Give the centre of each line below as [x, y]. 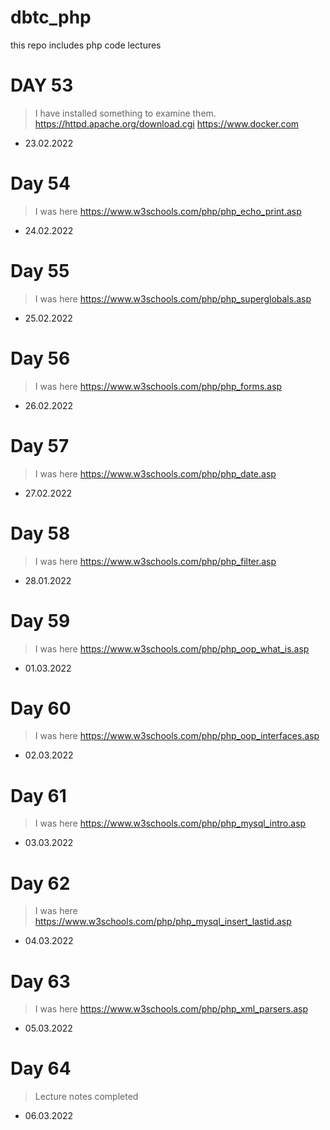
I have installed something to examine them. [125, 113]
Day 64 [41, 1068]
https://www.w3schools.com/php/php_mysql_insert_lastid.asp [163, 922]
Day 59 [40, 620]
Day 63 [40, 981]
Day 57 [40, 445]
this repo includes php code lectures [86, 45]
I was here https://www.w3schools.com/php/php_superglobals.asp [173, 298]
